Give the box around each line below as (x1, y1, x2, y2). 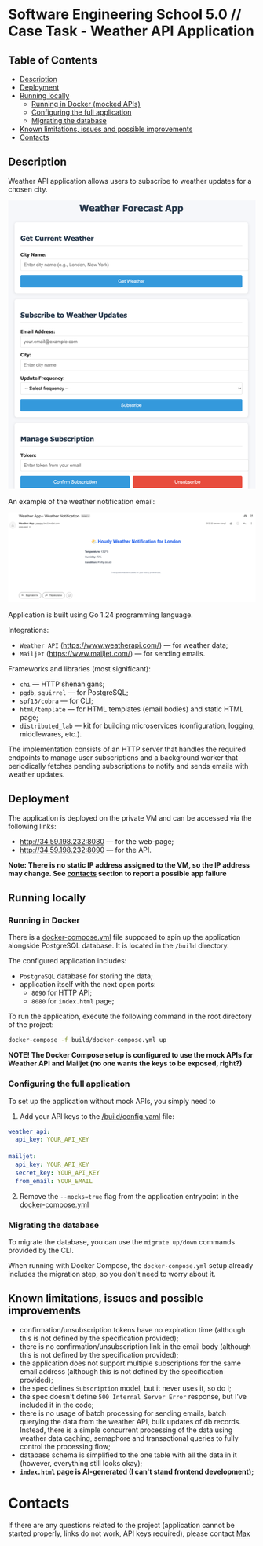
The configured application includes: (8, 956, 127, 966)
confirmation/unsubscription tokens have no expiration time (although (19, 1325, 246, 1334)
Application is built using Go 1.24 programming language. (8, 610, 194, 619)
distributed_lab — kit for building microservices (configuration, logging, (19, 721, 255, 730)
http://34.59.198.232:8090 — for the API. (19, 845, 152, 854)
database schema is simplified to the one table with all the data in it (19, 1450, 237, 1460)
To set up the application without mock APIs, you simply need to (8, 1096, 216, 1106)
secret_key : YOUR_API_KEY (15, 1168, 100, 1177)
